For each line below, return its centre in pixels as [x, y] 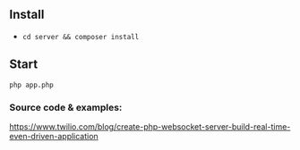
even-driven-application [54, 136]
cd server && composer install [81, 37]
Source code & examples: [66, 107]
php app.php [31, 85]
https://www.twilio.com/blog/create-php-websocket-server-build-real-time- [150, 126]
